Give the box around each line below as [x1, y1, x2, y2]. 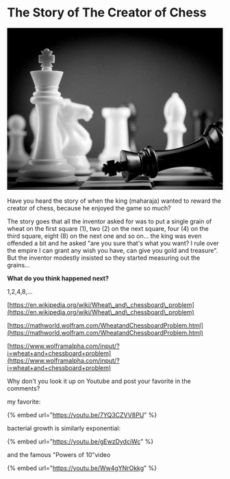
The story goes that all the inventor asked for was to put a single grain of [7, 217, 212, 225]
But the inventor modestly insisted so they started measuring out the [7, 254, 201, 262]
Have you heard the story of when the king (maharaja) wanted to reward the [7, 197, 221, 205]
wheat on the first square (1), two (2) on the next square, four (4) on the [7, 224, 209, 232]
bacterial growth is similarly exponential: [7, 423, 121, 432]
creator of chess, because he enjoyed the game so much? [7, 204, 171, 212]
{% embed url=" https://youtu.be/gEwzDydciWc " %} [7, 437, 154, 445]
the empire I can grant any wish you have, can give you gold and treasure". [7, 246, 218, 254]
